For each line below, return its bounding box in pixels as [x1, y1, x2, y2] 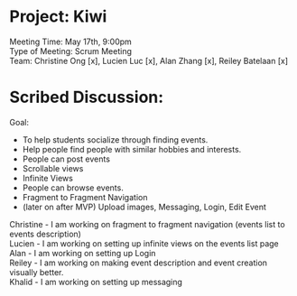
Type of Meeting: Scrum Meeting [9, 45, 133, 56]
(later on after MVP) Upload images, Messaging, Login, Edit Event [22, 201, 266, 212]
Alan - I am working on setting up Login [9, 247, 156, 258]
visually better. [9, 266, 64, 277]
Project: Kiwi [9, 6, 107, 27]
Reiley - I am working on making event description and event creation [9, 257, 268, 268]
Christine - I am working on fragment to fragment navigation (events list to [9, 218, 286, 229]
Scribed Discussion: [9, 88, 164, 107]
